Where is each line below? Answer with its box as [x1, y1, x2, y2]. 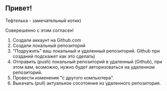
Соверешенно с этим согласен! [5, 27, 74, 33]
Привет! [5, 4, 32, 13]
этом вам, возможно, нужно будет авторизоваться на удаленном [12, 64, 155, 70]
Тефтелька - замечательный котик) [5, 17, 81, 23]
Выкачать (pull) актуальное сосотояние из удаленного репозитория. [12, 80, 161, 86]
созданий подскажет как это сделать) [12, 53, 95, 59]
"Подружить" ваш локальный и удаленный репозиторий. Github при [12, 48, 160, 54]
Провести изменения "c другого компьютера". [12, 74, 114, 80]
